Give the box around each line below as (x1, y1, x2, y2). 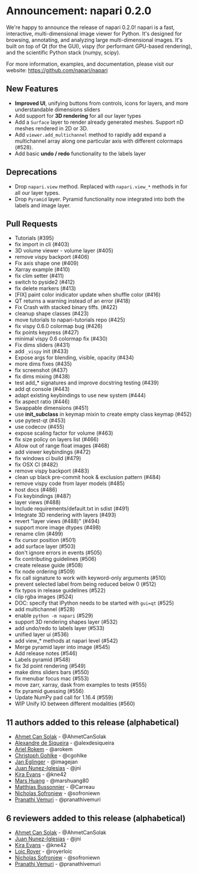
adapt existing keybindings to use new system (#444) (14, 392, 146, 399)
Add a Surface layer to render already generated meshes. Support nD (14, 118, 184, 126)
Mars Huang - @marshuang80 (14, 777, 89, 784)
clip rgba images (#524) (14, 593, 74, 601)
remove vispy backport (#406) (14, 253, 90, 261)
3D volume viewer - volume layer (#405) (14, 247, 113, 254)
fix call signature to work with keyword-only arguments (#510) (14, 574, 167, 582)
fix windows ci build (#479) (14, 455, 82, 462)
